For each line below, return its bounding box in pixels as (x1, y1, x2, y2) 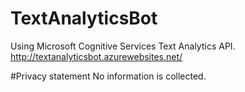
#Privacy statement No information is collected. (10, 70, 207, 82)
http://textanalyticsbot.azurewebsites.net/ (10, 50, 183, 62)
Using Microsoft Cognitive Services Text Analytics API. (10, 40, 236, 52)
